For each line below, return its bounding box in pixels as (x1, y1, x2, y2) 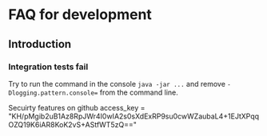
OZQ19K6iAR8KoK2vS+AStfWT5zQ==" (8, 119, 137, 129)
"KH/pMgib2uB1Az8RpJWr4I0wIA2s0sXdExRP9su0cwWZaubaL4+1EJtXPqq (8, 111, 260, 121)
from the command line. (99, 87, 178, 97)
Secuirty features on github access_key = (8, 103, 145, 112)
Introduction (8, 37, 72, 51)
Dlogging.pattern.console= (8, 89, 98, 97)
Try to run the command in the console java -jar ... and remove (8, 79, 226, 88)
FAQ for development (8, 6, 152, 24)
